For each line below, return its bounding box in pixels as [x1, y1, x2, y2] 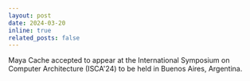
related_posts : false [8, 33, 80, 42]
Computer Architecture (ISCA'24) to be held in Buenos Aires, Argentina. [8, 64, 243, 74]
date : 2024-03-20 [8, 19, 66, 27]
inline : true [8, 26, 52, 34]
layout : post [8, 11, 52, 20]
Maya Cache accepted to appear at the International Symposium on [8, 56, 230, 65]
